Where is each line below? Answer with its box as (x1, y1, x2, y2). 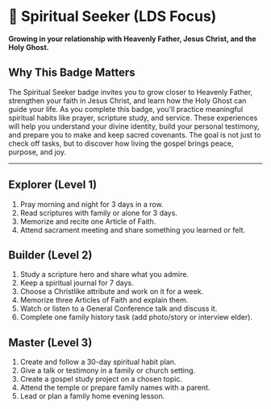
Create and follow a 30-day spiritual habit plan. (19, 357, 177, 367)
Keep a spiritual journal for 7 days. (19, 278, 135, 288)
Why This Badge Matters (8, 66, 135, 80)
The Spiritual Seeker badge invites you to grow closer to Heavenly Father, (8, 87, 253, 97)
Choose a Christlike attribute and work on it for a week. (19, 287, 204, 296)
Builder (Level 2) (8, 248, 93, 262)
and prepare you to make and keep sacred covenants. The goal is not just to (8, 130, 261, 139)
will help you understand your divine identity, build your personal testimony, (8, 121, 260, 131)
